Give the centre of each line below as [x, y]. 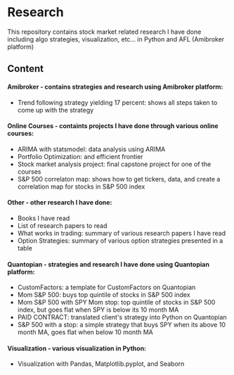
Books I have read [44, 218]
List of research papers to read [62, 225]
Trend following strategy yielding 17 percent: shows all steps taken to [117, 102]
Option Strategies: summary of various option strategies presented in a [120, 241]
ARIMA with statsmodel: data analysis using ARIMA [91, 149]
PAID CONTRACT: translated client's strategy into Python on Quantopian [122, 317]
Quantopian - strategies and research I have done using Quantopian [108, 264]
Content [26, 69]
